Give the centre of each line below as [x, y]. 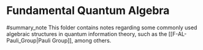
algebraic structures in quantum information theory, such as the [87, 34]
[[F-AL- [178, 34]
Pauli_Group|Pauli [29, 40]
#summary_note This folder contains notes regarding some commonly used [102, 27]
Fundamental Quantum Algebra [88, 11]
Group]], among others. [82, 40]
